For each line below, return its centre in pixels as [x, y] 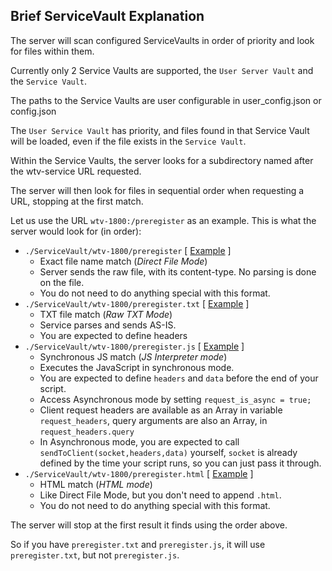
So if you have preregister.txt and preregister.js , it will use [138, 544]
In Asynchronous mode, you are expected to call [139, 441]
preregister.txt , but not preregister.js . [95, 555]
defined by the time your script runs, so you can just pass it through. [180, 463]
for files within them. [52, 51]
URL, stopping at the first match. [77, 201]
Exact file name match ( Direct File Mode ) [123, 261]
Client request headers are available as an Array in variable [161, 410]
